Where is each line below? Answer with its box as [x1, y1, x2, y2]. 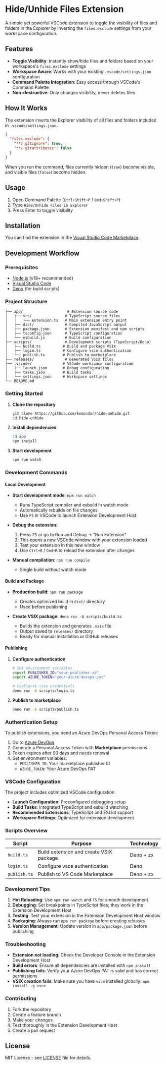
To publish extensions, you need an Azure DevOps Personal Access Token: [5, 730, 158, 736]
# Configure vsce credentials [12, 684, 75, 689]
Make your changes [12, 1017, 53, 1023]
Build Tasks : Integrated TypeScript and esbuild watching [12, 804, 128, 810]
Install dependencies [12, 425, 57, 431]
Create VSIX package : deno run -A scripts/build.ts [12, 614, 122, 619]
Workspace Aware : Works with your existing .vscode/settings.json [12, 68, 152, 74]
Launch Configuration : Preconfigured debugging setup [12, 799, 126, 805]
